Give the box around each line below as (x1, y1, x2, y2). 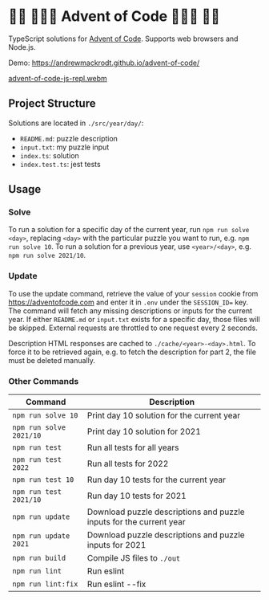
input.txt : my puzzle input (19, 142, 110, 152)
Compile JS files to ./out (86, 553, 181, 564)
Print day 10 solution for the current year (86, 410, 241, 421)
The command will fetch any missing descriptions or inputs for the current (8, 305, 252, 316)
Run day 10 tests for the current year (86, 474, 227, 485)
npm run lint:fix (12, 580, 78, 589)
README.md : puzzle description (19, 133, 118, 143)
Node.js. (8, 42, 36, 51)
